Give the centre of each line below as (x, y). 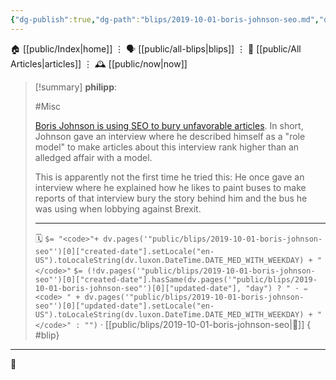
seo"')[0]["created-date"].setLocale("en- (124, 251)
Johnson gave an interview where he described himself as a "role (170, 136)
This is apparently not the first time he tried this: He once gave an (169, 177)
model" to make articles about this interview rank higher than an (167, 147)
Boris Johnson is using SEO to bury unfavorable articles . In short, (169, 125)
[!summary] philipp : (76, 87)
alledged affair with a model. (93, 157)
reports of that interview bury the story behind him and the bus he (171, 198)
